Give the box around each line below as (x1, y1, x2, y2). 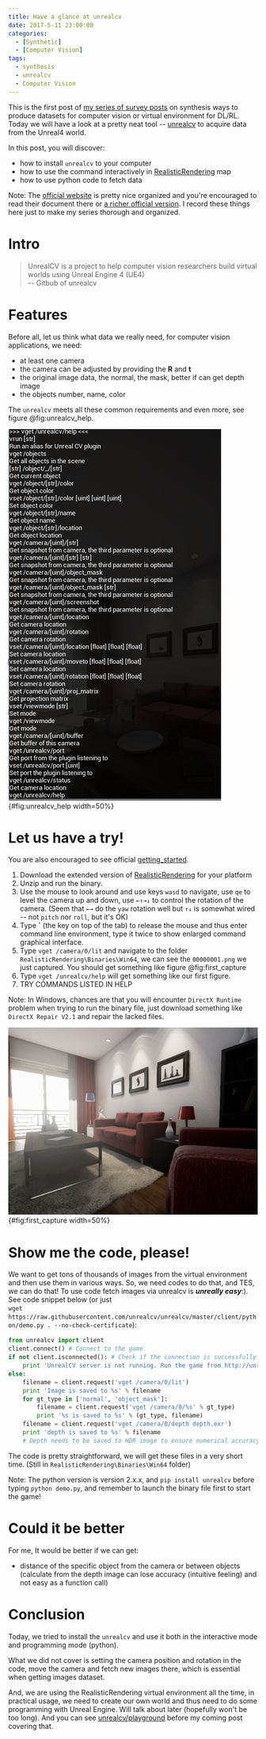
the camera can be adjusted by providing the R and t (19, 364, 192, 374)
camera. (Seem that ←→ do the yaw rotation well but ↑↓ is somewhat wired (19, 904, 256, 914)
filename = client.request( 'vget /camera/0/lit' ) (22, 1378, 190, 1386)
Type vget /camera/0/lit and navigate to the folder (19, 946, 188, 956)
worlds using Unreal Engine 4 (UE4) (27, 269, 145, 279)
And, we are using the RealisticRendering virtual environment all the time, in (8, 1688, 255, 1697)
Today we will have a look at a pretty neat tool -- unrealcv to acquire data (8, 119, 247, 128)
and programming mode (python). (8, 1640, 119, 1650)
